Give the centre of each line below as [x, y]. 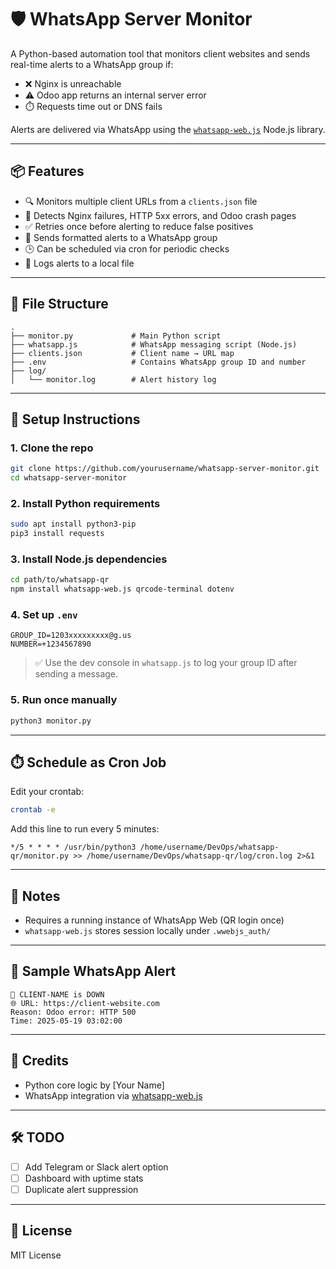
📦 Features [47, 171]
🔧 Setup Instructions [75, 419]
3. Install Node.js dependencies [89, 559]
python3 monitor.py [51, 721]
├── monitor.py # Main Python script [116, 336]
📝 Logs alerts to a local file [79, 263]
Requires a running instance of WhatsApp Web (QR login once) [154, 920]
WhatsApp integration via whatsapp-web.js [113, 1095]
